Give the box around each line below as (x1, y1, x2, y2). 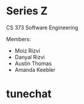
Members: (6, 35, 31, 42)
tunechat (6, 87, 52, 101)
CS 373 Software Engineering (6, 24, 79, 31)
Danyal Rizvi (14, 53, 46, 60)
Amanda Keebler (14, 66, 56, 73)
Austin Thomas (14, 60, 52, 67)
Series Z (6, 4, 48, 18)
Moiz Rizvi (14, 47, 40, 54)
